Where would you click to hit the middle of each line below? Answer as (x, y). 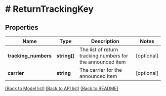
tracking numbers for (104, 56)
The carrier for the (101, 70)
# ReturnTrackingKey (49, 9)
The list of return (99, 49)
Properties (22, 27)
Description (105, 41)
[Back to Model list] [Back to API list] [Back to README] (62, 88)
